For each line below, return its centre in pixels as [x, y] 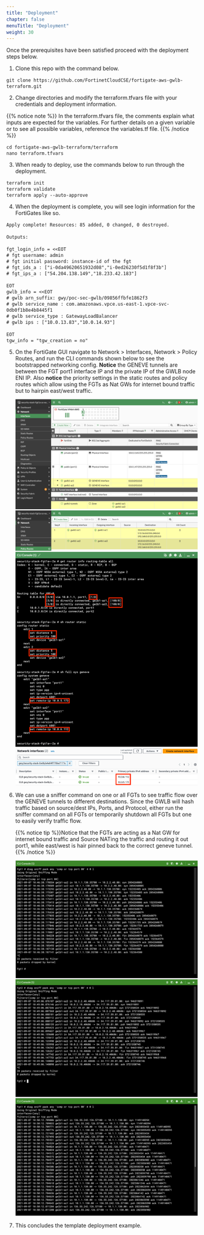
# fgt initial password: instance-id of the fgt [69, 262]
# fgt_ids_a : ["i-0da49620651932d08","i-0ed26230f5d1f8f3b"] [87, 268]
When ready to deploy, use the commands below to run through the [100, 165]
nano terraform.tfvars [35, 153]
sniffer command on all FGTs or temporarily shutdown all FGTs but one [103, 815]
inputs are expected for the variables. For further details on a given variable [101, 122]
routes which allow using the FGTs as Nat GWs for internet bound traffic [105, 384]
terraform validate [31, 189]
